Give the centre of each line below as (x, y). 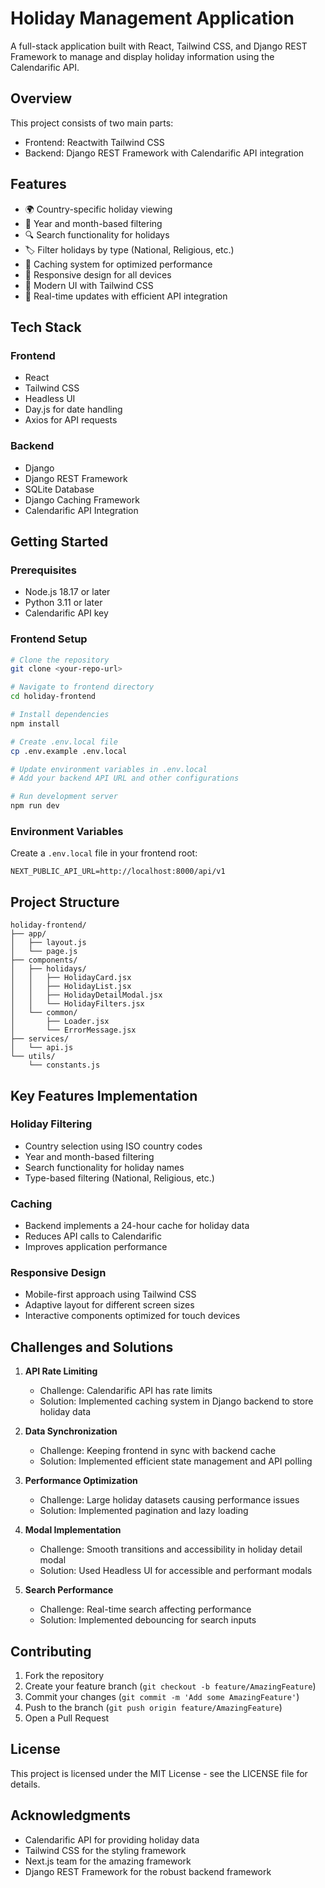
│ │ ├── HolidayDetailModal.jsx (86, 995)
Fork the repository (64, 1676)
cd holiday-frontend (53, 697)
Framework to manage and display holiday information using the (142, 56)
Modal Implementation (73, 1530)
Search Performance (69, 1590)
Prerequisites (43, 570)
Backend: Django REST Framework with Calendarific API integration (164, 153)
